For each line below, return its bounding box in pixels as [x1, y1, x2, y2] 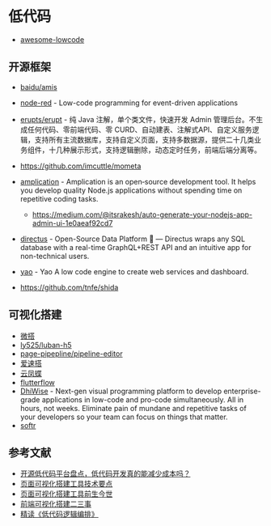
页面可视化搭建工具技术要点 [19, 479, 113, 489]
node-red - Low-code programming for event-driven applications [19, 98, 239, 108]
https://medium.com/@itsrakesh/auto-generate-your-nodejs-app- [32, 210, 253, 219]
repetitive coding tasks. [19, 193, 99, 203]
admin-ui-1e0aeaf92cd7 [32, 218, 113, 227]
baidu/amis [19, 82, 58, 91]
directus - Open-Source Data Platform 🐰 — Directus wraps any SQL [19, 234, 245, 244]
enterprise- [223, 386, 261, 396]
